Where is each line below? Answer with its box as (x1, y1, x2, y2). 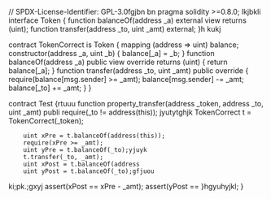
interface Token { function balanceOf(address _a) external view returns (8, 15, 247, 25)
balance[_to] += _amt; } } (8, 83, 92, 93)
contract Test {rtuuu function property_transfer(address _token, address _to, (8, 99, 264, 108)
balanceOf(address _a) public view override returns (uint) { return (8, 57, 228, 67)
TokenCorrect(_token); (8, 116, 84, 125)
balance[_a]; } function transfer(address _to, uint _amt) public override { (8, 66, 249, 76)
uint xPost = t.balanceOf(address (23, 160, 140, 168)
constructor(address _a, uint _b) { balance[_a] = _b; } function (8, 49, 215, 58)
